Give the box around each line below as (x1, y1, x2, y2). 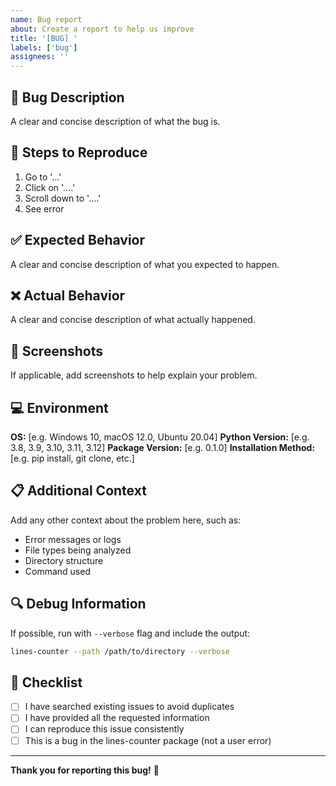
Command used (24, 565, 91, 577)
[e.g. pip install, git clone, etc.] (10, 452, 135, 464)
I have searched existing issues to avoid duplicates (24, 701, 235, 713)
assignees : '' (10, 52, 70, 62)
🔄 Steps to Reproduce (10, 144, 148, 161)
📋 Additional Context (10, 482, 147, 500)
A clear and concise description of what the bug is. (10, 115, 221, 127)
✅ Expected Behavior (10, 232, 146, 249)
